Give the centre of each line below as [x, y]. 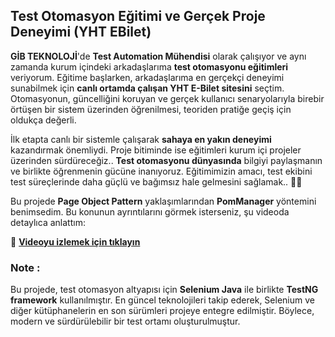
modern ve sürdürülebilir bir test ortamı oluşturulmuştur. [125, 321]
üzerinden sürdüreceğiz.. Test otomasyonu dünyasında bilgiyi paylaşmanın [166, 160]
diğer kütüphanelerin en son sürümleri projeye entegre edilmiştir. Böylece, [162, 311]
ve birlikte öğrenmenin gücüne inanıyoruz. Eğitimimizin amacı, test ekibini [161, 171]
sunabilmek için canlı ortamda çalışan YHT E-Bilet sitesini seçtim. [147, 88]
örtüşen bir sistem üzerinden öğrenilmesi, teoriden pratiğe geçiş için [151, 109]
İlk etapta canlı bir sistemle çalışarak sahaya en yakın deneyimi [141, 139]
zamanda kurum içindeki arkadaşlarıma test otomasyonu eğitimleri [149, 66]
